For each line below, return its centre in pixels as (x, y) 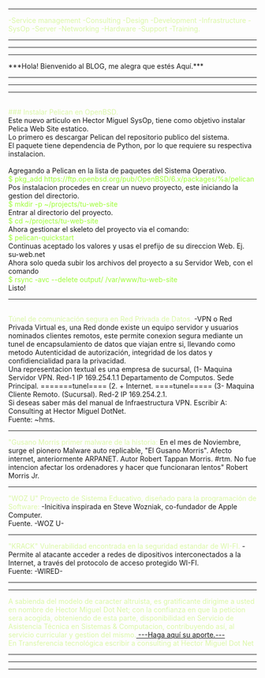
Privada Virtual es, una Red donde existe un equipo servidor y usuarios (123, 327)
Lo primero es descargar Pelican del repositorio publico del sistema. (119, 137)
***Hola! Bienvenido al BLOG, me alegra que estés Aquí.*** (106, 66)
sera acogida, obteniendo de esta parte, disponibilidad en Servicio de (121, 618)
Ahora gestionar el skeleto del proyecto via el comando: (99, 229)
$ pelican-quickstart (41, 238)
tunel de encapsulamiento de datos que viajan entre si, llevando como (122, 344)
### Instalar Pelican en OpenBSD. (63, 112)
